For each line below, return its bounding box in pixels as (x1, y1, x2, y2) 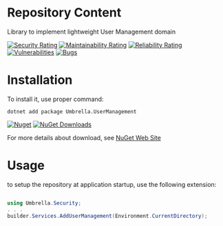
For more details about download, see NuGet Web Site (7, 133, 162, 142)
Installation (7, 72, 73, 88)
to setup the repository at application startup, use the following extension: (7, 180, 217, 188)
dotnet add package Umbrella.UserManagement (7, 108, 137, 115)
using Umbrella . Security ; (7, 199, 81, 207)
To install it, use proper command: (7, 95, 104, 103)
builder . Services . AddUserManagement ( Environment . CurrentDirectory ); (7, 212, 208, 219)
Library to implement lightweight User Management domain (7, 27, 176, 36)
